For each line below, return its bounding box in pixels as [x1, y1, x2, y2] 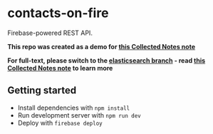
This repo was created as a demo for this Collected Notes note [7, 42, 196, 51]
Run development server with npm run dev [17, 110, 141, 119]
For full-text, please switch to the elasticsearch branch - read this [7, 56, 206, 65]
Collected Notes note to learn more [7, 63, 113, 72]
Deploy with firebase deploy [17, 118, 103, 127]
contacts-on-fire [7, 5, 109, 21]
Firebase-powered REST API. [7, 29, 93, 37]
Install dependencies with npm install [17, 103, 130, 112]
